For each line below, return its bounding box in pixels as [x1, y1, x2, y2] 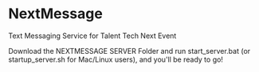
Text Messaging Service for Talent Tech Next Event [8, 31, 177, 40]
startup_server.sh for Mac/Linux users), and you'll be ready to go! [8, 55, 223, 64]
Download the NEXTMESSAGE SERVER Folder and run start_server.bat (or [8, 46, 251, 55]
